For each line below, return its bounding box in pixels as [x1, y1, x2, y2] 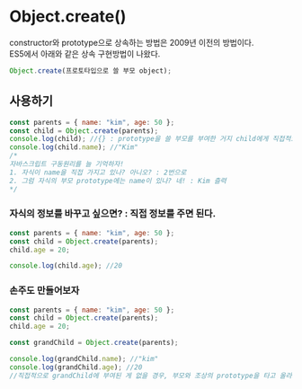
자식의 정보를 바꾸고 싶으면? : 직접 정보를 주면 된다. [9, 208, 217, 220]
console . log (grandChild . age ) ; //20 [9, 362, 143, 372]
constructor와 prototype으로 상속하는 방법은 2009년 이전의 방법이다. [9, 37, 254, 48]
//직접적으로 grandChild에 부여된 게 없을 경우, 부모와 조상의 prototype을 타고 [9, 371, 276, 380]
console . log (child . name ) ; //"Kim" [9, 143, 139, 152]
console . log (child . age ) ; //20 [9, 261, 123, 270]
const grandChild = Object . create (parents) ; [9, 339, 179, 348]
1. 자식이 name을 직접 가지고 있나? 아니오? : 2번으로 [9, 168, 187, 177]
